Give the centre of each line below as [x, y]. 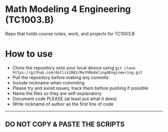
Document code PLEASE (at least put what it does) [65, 98]
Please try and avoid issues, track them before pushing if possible [80, 88]
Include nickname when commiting [48, 82]
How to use [29, 54]
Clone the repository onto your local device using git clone [74, 67]
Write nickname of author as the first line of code [63, 104]
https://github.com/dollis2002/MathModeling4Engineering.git [77, 72]
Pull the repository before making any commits [60, 77]
